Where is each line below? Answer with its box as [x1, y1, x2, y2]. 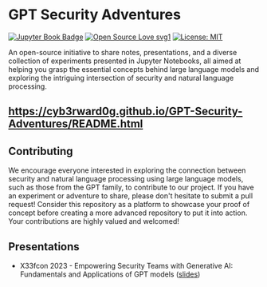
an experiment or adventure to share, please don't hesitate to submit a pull [8, 191, 253, 201]
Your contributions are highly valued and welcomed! [8, 217, 179, 226]
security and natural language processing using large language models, [8, 174, 244, 184]
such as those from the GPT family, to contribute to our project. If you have [8, 182, 254, 193]
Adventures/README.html [8, 118, 143, 131]
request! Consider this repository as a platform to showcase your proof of [8, 200, 250, 209]
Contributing [8, 144, 73, 157]
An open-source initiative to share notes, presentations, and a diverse [8, 47, 238, 57]
